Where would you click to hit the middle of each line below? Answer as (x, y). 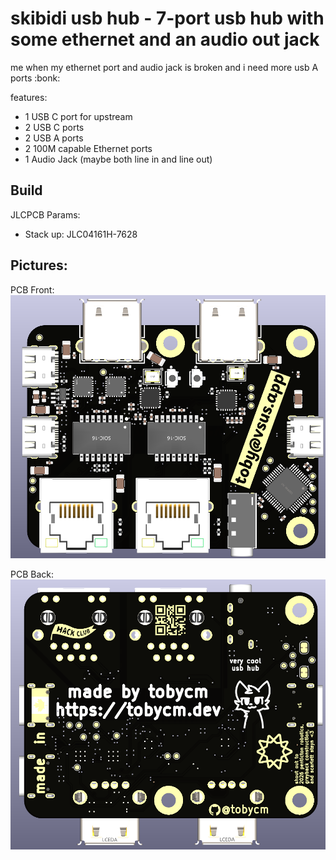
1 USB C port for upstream (78, 116)
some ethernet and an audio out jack (165, 39)
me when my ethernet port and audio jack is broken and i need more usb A (164, 67)
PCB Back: (32, 574)
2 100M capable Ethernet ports (88, 148)
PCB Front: (32, 289)
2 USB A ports (54, 138)
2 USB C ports (54, 127)
